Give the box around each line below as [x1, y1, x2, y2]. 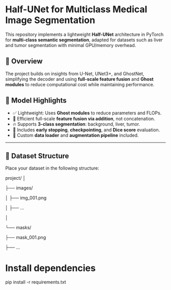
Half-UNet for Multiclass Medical [5, 4, 148, 15]
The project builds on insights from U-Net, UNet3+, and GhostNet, [5, 70, 145, 77]
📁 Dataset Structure [5, 152, 69, 160]
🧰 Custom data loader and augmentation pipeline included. [12, 132, 139, 138]
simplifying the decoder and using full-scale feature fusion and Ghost [5, 76, 154, 82]
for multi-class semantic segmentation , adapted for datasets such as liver [5, 37, 163, 43]
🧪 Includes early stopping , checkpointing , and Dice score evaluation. [12, 127, 160, 133]
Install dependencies [5, 262, 96, 274]
